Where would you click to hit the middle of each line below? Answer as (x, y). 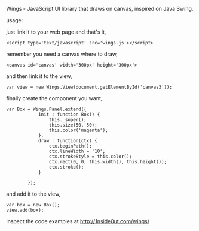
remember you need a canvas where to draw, (62, 54)
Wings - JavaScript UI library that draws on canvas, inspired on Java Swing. (100, 9)
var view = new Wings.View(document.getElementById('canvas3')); (89, 87)
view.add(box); (25, 210)
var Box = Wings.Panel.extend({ (46, 109)
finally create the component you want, (54, 98)
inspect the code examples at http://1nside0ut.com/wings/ (78, 221)
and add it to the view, (33, 194)
